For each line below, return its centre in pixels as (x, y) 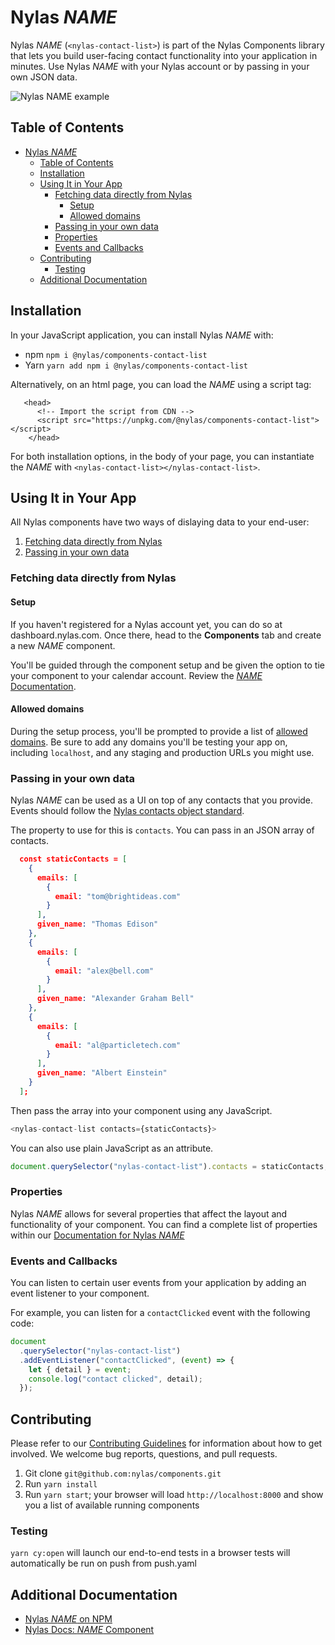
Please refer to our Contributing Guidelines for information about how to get (166, 1443)
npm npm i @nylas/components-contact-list (116, 354)
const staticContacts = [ (73, 859)
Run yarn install (61, 1484)
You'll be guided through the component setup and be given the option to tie (167, 665)
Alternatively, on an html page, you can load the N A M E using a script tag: (161, 384)
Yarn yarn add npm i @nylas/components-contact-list (136, 365)
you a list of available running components (112, 1505)
